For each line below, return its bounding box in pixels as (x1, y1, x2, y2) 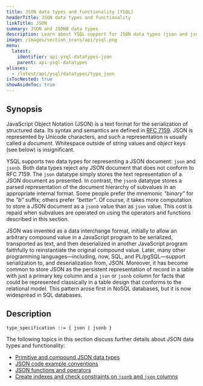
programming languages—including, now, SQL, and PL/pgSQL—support (6, 253, 185, 260)
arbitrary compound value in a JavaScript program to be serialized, (6, 233, 173, 240)
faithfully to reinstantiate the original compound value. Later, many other (6, 246, 186, 254)
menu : (6, 43, 20, 49)
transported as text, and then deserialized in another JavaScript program (6, 240, 188, 247)
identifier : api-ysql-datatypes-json (17, 54, 112, 60)
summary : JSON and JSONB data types (6, 25, 98, 32)
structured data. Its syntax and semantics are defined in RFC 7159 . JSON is (6, 126, 193, 133)
